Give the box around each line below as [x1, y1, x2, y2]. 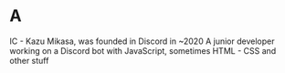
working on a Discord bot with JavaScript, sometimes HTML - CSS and [9, 45, 277, 56]
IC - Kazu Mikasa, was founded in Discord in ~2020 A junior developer [9, 36, 275, 47]
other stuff [9, 55, 49, 66]
